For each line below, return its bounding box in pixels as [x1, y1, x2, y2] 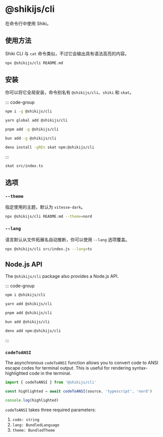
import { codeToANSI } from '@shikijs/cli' [5, 379, 97, 385]
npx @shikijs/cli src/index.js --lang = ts [5, 247, 92, 251]
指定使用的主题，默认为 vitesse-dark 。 [5, 204, 85, 210]
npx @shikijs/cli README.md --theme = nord [5, 214, 92, 219]
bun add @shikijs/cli [5, 319, 50, 324]
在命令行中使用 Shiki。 [5, 20, 51, 26]
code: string [12, 417, 40, 422]
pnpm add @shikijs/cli [5, 310, 52, 315]
